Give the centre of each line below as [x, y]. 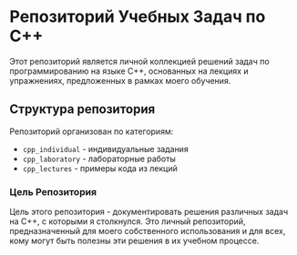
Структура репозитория [82, 110]
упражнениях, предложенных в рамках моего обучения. [120, 80]
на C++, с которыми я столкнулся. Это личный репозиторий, [128, 221]
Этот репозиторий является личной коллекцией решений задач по [140, 61]
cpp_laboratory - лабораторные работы [99, 158]
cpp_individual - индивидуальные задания [105, 148]
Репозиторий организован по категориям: [92, 131]
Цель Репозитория [53, 191]
